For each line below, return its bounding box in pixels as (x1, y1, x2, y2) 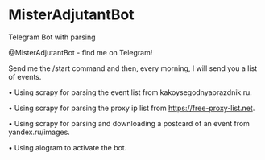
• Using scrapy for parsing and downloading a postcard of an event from (8, 118, 250, 128)
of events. (8, 72, 42, 81)
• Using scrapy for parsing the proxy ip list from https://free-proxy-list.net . (8, 103, 255, 113)
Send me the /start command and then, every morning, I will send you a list (8, 63, 258, 73)
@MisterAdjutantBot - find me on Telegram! (8, 47, 153, 57)
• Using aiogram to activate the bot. (8, 142, 127, 152)
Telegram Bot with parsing (8, 32, 96, 42)
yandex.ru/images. (8, 127, 70, 137)
